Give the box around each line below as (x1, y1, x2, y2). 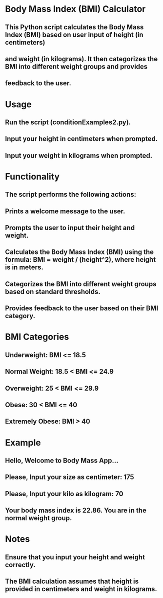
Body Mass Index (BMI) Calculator (5, 3, 146, 15)
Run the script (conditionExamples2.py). (5, 118, 131, 126)
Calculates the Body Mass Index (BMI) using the (5, 248, 154, 256)
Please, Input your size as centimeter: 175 (5, 473, 134, 482)
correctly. (5, 560, 36, 569)
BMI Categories (5, 331, 69, 343)
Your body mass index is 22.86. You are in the (5, 506, 146, 515)
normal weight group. (5, 514, 72, 522)
